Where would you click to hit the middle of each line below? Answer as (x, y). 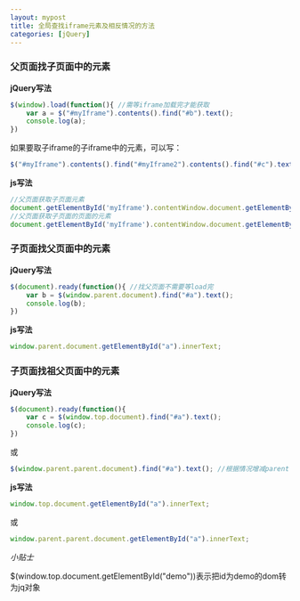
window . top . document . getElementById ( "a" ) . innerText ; (110, 504)
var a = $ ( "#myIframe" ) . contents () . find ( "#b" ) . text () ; (130, 113)
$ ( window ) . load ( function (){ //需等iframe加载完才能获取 (110, 105)
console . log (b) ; (57, 304)
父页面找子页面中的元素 (60, 67)
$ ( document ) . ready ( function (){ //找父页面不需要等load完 (112, 287)
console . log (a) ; (57, 121)
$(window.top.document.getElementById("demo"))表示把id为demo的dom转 (149, 576)
